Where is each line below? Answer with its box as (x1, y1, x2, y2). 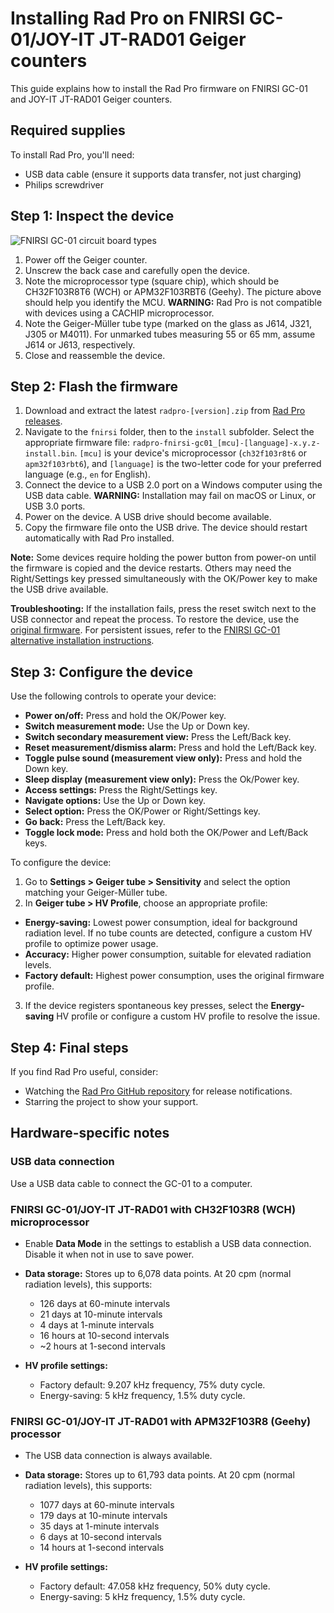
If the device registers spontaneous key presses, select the (24, 1000, 269, 1012)
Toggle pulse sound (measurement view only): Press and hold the (24, 752, 303, 764)
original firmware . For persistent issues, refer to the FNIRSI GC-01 (10, 624, 281, 636)
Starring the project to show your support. (24, 1096, 199, 1107)
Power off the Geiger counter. (24, 253, 148, 266)
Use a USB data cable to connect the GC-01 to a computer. (10, 1177, 253, 1189)
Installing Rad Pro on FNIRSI (10, 7, 246, 30)
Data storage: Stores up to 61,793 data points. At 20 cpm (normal (24, 1469, 295, 1481)
